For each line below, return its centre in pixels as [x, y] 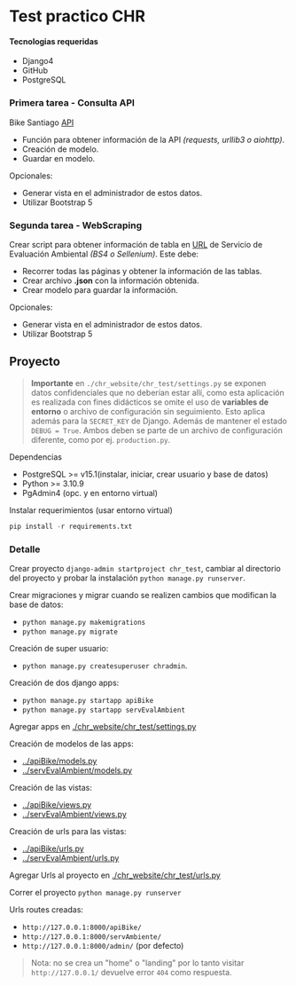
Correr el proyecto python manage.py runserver [95, 892]
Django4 [38, 61]
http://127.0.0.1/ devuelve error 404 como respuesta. [131, 972]
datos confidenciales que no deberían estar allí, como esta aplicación [158, 392]
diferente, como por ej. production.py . [101, 439]
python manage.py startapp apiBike [88, 700]
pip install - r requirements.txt [71, 526]
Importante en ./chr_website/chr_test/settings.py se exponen [148, 383]
